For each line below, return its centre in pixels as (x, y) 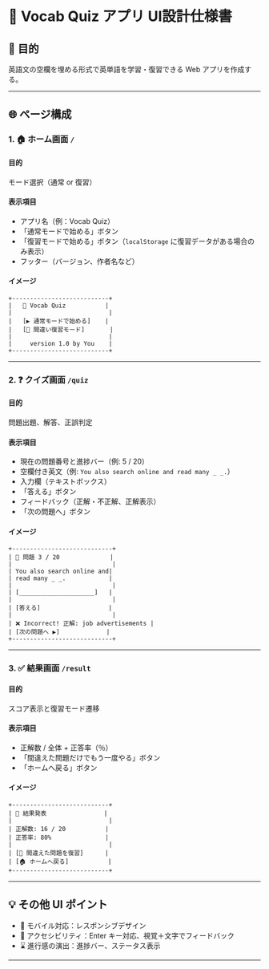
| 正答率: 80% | (59, 837)
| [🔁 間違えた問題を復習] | (59, 853)
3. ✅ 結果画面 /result (50, 668)
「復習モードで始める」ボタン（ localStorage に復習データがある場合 (134, 241)
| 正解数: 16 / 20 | (59, 829)
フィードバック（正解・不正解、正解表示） (90, 501)
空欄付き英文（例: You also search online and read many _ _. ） (127, 472)
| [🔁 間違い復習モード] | (61, 330)
